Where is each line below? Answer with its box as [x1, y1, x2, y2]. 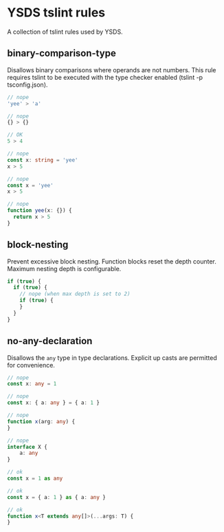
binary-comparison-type [7, 47, 117, 59]
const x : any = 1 [7, 381, 57, 387]
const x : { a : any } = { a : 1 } [7, 399, 100, 407]
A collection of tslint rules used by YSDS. [7, 28, 123, 36]
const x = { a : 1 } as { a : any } [7, 493, 107, 500]
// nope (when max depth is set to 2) [19, 290, 131, 297]
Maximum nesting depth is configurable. [7, 264, 122, 273]
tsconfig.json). [7, 81, 48, 89]
